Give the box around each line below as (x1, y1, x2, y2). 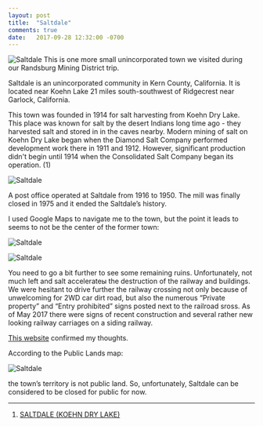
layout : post (8, 11, 51, 20)
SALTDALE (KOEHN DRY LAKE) (19, 410, 121, 420)
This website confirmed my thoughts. (8, 333, 129, 343)
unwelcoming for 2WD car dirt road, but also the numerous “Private (8, 293, 225, 303)
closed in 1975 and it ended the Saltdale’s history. (8, 199, 167, 209)
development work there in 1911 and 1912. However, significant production (8, 144, 246, 153)
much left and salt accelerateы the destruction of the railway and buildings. (8, 276, 250, 286)
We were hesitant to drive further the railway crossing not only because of (8, 285, 248, 294)
